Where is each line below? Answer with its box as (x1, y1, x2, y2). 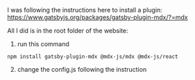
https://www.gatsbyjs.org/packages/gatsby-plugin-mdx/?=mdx (7, 13, 189, 21)
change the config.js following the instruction (17, 66, 147, 73)
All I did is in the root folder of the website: (7, 27, 128, 34)
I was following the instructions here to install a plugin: (7, 6, 163, 14)
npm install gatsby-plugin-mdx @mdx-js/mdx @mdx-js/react (7, 53, 178, 60)
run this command (17, 40, 69, 48)
